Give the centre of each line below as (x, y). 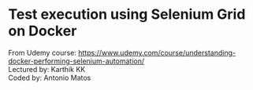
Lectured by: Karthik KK (47, 69)
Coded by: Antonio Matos (50, 77)
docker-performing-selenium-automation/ (76, 61)
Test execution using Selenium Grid (127, 14)
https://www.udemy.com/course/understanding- (157, 52)
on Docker (43, 31)
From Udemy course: (43, 52)
